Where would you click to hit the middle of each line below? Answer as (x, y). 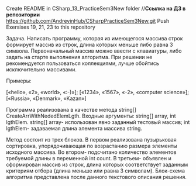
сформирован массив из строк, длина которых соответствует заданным (97, 164)
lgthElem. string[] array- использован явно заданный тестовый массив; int (98, 122)
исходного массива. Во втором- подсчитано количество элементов (91, 152)
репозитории (23, 15)
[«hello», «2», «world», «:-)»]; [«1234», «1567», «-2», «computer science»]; (97, 92)
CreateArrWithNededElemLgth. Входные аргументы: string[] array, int (91, 116)
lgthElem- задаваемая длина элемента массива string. (74, 128)
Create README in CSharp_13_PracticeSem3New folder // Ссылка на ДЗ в (96, 8)
